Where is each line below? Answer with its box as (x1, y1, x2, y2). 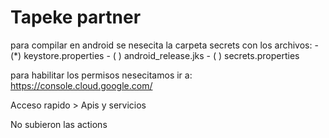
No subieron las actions (10, 118, 108, 130)
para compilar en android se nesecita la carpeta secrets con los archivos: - (10, 39, 319, 51)
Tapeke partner (10, 6, 142, 29)
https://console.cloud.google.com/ (10, 79, 153, 91)
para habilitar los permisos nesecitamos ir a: (10, 69, 193, 81)
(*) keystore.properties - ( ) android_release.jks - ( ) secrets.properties (10, 49, 300, 61)
